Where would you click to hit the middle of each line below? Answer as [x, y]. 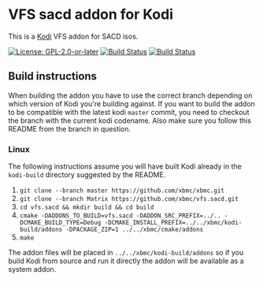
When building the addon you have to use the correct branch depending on [130, 95]
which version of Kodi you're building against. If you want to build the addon [132, 103]
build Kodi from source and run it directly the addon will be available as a [126, 261]
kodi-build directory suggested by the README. [87, 175]
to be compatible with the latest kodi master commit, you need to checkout [129, 112]
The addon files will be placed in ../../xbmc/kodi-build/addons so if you [126, 253]
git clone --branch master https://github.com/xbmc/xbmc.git [122, 191]
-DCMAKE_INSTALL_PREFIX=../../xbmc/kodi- [173, 223]
